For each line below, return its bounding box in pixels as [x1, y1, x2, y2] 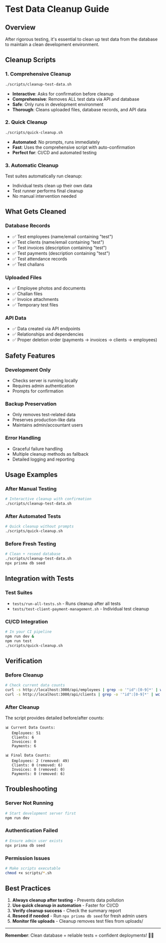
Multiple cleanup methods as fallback [12, 451, 89, 457]
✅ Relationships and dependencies [12, 331, 84, 337]
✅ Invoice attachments [12, 297, 59, 302]
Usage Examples [5, 471, 58, 479]
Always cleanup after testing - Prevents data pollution [12, 897, 124, 903]
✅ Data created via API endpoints [12, 326, 81, 332]
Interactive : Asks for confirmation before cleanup [12, 90, 114, 97]
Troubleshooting [5, 785, 58, 793]
